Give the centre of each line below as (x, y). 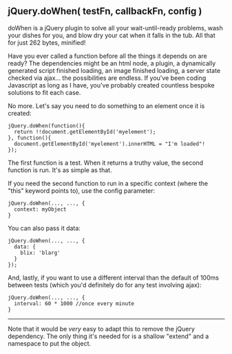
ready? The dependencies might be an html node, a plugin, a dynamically (112, 63)
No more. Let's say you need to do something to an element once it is (106, 105)
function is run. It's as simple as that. (60, 170)
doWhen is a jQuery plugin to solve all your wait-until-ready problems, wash (115, 28)
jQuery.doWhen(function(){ (46, 126)
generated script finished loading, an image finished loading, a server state (114, 70)
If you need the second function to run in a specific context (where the (108, 183)
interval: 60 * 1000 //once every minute (74, 303)
